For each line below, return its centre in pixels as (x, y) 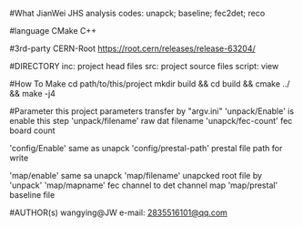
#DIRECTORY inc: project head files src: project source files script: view (144, 66)
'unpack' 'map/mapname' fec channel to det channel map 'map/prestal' (144, 185)
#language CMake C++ (53, 31)
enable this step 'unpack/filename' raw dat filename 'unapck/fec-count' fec (151, 121)
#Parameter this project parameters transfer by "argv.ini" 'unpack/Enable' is (151, 111)
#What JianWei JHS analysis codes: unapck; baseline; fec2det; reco (137, 13)
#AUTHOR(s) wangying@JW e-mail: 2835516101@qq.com (118, 212)
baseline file (32, 195)
